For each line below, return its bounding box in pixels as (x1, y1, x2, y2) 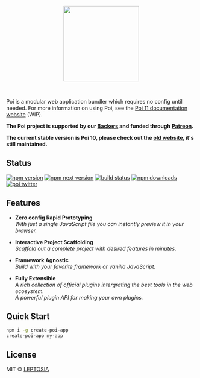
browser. (14, 227, 37, 234)
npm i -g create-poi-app (6, 327, 69, 333)
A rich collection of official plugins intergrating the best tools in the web (14, 281, 193, 288)
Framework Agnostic (14, 256, 69, 263)
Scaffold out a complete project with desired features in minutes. (14, 245, 177, 252)
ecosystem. (14, 287, 44, 295)
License (6, 350, 37, 360)
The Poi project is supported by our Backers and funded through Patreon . (6, 122, 194, 130)
